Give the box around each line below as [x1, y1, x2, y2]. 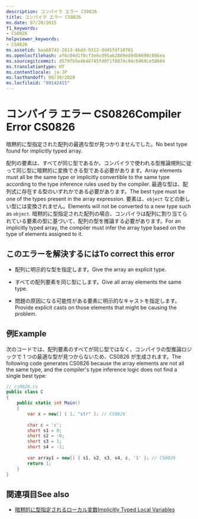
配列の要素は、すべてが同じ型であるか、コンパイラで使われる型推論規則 [6, 159, 181, 166]
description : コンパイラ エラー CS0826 [6, 8, 98, 15]
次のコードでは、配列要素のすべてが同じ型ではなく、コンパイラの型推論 [6, 345, 182, 352]
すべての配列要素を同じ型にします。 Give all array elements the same [14, 278, 181, 286]
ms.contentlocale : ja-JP [6, 69, 67, 75]
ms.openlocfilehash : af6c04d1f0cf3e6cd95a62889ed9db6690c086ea [6, 53, 165, 59]
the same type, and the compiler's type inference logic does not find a [6, 366, 177, 373]
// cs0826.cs [6, 384, 38, 390]
